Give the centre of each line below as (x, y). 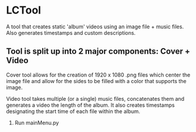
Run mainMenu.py (37, 123)
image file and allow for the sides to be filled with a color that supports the (97, 81)
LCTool (24, 10)
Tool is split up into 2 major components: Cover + (98, 52)
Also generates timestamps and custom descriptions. (71, 32)
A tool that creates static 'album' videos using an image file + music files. (95, 27)
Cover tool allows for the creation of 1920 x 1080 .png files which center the (98, 75)
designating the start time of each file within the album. (73, 111)
